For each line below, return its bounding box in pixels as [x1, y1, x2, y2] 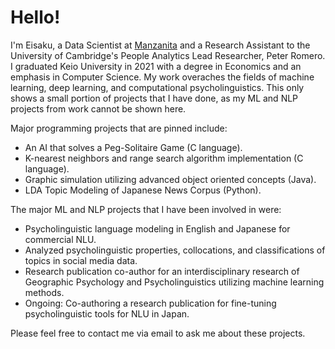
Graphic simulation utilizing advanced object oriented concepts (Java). [24, 173, 317, 185]
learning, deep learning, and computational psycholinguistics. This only [10, 81, 305, 93]
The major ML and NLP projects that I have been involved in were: [10, 203, 282, 215]
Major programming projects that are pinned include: [10, 122, 228, 134]
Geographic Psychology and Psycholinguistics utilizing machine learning [24, 276, 325, 288]
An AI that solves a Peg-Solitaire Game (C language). [24, 141, 243, 153]
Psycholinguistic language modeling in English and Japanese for [24, 222, 291, 235]
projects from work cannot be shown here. [10, 102, 187, 115]
